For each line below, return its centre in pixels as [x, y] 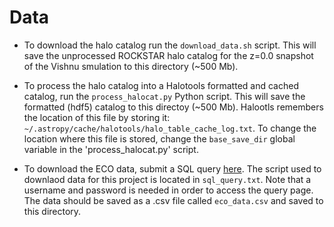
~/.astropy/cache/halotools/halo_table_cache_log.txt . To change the [170, 128]
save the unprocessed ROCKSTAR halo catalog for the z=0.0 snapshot [168, 55]
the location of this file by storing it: [97, 117]
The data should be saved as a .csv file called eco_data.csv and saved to [173, 200]
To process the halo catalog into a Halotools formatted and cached [161, 85]
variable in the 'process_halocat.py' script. [111, 149]
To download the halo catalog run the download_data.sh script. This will [170, 45]
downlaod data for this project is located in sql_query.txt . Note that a [167, 179]
